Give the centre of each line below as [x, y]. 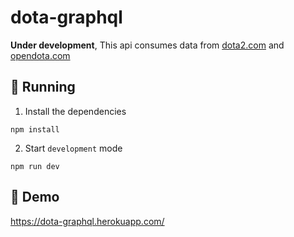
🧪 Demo [35, 197]
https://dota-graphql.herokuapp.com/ [87, 221]
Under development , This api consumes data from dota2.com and [147, 45]
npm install [35, 129]
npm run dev [35, 166]
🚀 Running [43, 87]
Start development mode [73, 148]
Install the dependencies [75, 111]
